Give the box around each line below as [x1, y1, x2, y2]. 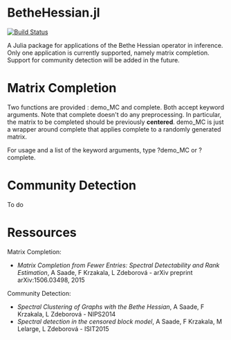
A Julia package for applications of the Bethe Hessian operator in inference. [7, 41, 223, 49]
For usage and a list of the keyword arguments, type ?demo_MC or [7, 145, 197, 154]
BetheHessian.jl [7, 5, 100, 21]
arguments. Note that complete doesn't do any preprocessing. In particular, [7, 110, 222, 118]
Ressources [7, 225, 77, 240]
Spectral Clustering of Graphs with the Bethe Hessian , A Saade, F [17, 303, 205, 311]
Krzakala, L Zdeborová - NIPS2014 [17, 310, 116, 318]
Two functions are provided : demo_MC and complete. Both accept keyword [7, 102, 225, 111]
